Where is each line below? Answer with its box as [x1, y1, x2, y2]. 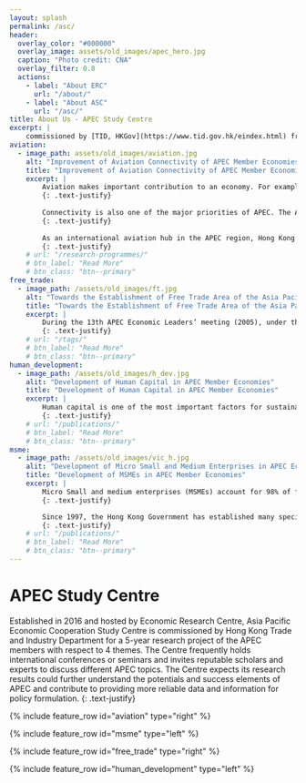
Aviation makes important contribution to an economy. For [42, 183, 271, 192]
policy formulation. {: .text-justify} [9, 693, 137, 704]
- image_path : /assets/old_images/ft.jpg [17, 284, 178, 293]
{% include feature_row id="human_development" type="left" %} [9, 763, 255, 774]
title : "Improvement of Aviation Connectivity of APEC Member [25, 166, 267, 175]
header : [9, 30, 39, 39]
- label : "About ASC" [25, 97, 107, 107]
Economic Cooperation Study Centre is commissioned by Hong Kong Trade [9, 625, 292, 636]
